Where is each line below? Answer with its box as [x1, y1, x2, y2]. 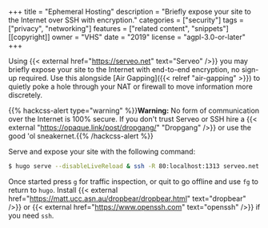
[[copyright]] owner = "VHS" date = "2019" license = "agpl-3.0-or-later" [8, 32, 246, 42]
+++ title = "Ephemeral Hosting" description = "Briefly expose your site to [8, 7, 252, 16]
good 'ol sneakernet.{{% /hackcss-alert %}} [8, 131, 154, 141]
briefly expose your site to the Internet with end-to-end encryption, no [8, 65, 240, 74]
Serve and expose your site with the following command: [8, 147, 196, 156]
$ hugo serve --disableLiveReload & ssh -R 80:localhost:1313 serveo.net [8, 162, 260, 170]
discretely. [8, 90, 42, 99]
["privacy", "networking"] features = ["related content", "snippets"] [8, 24, 230, 33]
